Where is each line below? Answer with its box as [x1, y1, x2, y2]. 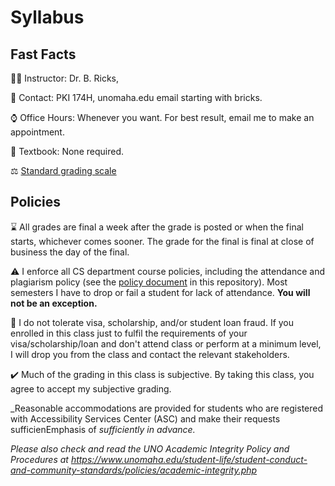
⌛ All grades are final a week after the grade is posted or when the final [10, 221, 304, 233]
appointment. [10, 126, 65, 138]
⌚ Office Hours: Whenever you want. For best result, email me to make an [10, 112, 315, 123]
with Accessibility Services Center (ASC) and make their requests [10, 412, 281, 425]
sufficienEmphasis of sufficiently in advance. [10, 423, 196, 435]
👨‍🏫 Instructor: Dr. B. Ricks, [10, 72, 120, 84]
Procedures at [10, 453, 69, 465]
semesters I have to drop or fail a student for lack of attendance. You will [10, 286, 311, 298]
